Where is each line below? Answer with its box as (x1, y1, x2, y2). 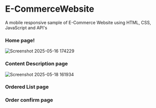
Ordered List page (5, 84, 49, 90)
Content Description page (5, 60, 68, 67)
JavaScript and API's (5, 24, 48, 30)
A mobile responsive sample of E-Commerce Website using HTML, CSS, (5, 20, 151, 25)
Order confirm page (5, 97, 53, 104)
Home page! (5, 37, 35, 43)
